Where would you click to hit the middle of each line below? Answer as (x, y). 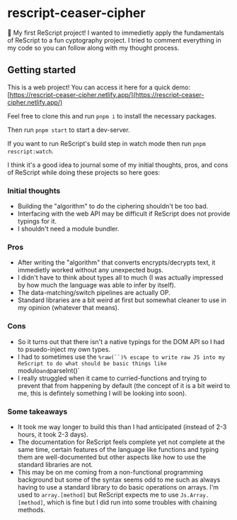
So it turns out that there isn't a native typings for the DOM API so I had (121, 341)
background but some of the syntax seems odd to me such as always (119, 480)
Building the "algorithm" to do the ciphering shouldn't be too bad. (113, 206)
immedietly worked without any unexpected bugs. (91, 270)
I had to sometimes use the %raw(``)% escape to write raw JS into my (121, 357)
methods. (31, 509)
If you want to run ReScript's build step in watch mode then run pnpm (107, 143)
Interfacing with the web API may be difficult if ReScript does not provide (124, 214)
